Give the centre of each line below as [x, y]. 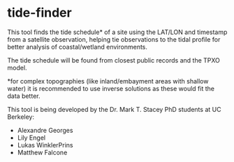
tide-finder [39, 13]
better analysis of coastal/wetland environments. [78, 47]
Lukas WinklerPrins [45, 145]
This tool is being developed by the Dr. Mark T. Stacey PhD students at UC [114, 109]
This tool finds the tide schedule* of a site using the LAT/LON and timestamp [117, 32]
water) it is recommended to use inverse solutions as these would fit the [111, 88]
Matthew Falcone [42, 152]
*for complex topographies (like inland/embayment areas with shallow [108, 81]
